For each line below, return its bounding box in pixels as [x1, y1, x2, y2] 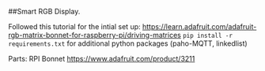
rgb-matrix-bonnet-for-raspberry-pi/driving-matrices [8, 31, 182, 39]
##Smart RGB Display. [8, 7, 81, 16]
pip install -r [183, 32, 233, 39]
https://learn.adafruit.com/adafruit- [142, 22, 257, 31]
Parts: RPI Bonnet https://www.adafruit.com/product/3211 [8, 54, 195, 63]
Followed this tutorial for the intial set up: [8, 22, 141, 31]
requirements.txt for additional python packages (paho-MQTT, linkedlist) [8, 39, 248, 48]
